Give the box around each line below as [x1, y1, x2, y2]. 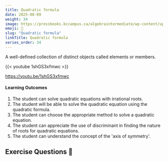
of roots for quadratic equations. [12, 127, 79, 133]
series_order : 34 [5, 40, 41, 45]
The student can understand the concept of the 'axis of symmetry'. [12, 133, 151, 139]
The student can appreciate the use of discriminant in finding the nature [12, 122, 161, 128]
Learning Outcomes [5, 85, 47, 91]
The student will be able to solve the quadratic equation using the [12, 101, 147, 107]
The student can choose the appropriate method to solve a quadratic [12, 111, 154, 118]
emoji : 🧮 [5, 26, 23, 31]
